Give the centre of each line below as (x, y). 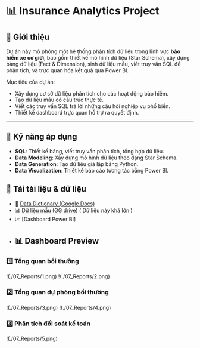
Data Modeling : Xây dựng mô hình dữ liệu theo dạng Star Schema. (96, 158)
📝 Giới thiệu (28, 37)
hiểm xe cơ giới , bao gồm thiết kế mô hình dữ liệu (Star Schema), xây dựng (98, 58)
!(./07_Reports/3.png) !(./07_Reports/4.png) (59, 307)
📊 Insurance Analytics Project (83, 11)
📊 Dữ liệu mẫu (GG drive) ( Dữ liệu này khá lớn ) (74, 210)
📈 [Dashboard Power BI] (45, 219)
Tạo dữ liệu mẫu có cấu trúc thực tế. (59, 100)
